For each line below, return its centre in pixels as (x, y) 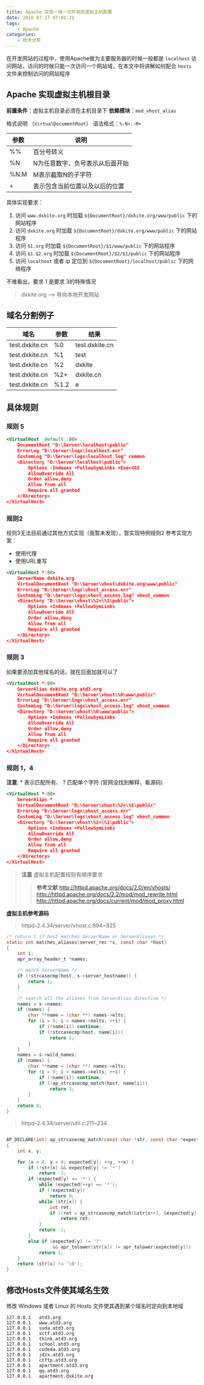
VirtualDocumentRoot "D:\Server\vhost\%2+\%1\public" (87, 806)
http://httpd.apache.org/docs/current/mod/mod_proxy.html (110, 901)
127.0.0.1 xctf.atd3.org (40, 1334)
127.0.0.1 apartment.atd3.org (47, 1366)
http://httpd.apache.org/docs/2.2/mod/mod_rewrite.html (107, 894)
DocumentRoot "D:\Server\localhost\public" (73, 445)
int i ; (25, 954)
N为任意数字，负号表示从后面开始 (81, 163)
